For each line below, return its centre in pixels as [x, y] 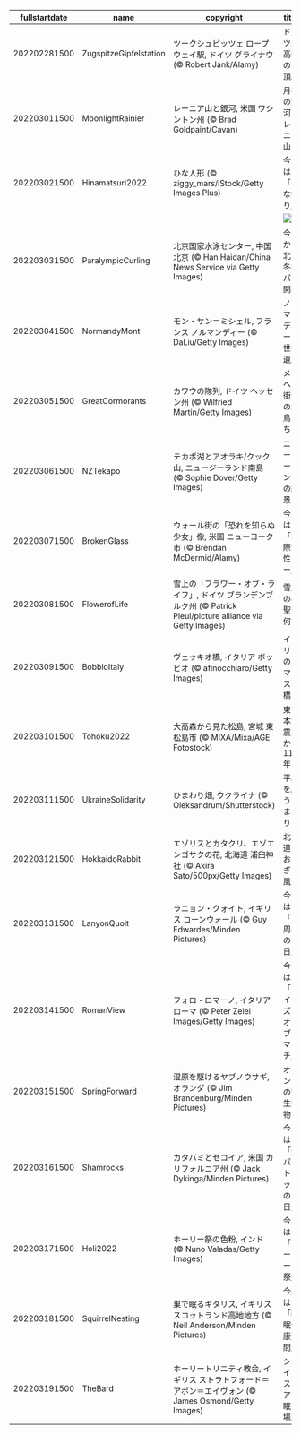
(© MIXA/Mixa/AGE [234, 737]
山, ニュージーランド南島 [219, 468]
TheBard [98, 1388]
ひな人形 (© [195, 173]
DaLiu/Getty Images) [211, 342]
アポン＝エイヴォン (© [215, 1390]
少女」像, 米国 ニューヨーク [224, 537]
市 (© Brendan [200, 548]
